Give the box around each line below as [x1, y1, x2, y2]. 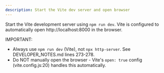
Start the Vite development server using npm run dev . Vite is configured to [5, 21, 159, 27]
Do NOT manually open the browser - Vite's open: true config [12, 56, 143, 63]
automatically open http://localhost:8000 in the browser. [5, 26, 122, 33]
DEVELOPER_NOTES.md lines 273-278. [12, 51, 95, 57]
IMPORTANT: [5, 36, 33, 42]
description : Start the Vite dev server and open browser [5, 7, 130, 13]
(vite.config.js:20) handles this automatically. [12, 62, 106, 68]
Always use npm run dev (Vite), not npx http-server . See [12, 46, 131, 52]
